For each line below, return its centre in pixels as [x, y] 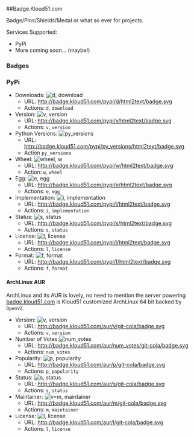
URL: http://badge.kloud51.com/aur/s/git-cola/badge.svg [94, 384]
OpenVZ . [15, 308]
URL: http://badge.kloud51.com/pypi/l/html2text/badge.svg [97, 243]
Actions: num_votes [47, 352]
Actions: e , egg [42, 191]
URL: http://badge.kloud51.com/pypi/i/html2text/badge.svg [97, 204]
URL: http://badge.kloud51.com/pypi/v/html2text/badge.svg [98, 121]
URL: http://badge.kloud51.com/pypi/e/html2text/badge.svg [98, 185]
